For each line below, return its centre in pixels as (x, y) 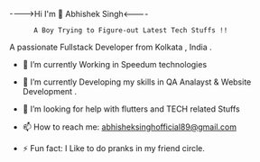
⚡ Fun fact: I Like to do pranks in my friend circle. (114, 148)
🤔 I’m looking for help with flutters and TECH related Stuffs (131, 109)
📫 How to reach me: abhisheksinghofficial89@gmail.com (130, 127)
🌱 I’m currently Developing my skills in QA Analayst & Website (137, 82)
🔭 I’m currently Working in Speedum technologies (115, 64)
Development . (50, 91)
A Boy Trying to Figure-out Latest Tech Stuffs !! (130, 31)
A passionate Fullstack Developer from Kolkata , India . (111, 47)
